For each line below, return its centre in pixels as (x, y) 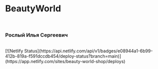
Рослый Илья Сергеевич (37, 35)
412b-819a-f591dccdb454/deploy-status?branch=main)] (63, 56)
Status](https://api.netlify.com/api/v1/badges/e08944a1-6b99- (88, 51)
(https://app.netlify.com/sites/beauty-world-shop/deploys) (65, 62)
